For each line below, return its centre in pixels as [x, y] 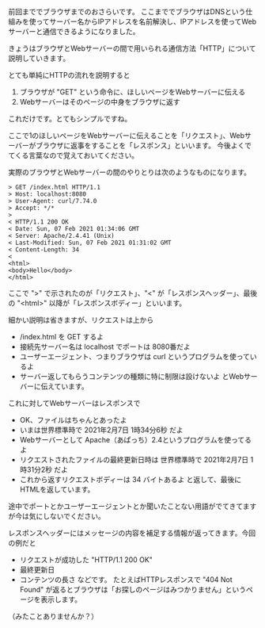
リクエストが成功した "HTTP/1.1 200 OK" [86, 560]
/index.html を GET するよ [62, 337]
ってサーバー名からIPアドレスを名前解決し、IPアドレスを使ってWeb [146, 21]
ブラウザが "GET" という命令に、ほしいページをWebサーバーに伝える [132, 92]
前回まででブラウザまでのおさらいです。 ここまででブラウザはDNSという [127, 11]
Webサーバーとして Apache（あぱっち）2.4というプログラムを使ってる [135, 440]
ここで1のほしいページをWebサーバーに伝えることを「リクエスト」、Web [127, 136]
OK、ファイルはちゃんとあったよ [73, 420]
